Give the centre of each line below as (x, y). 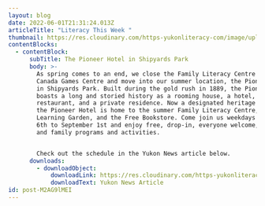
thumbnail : (26, 37)
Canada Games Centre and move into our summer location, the (139, 81)
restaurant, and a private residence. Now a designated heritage (146, 103)
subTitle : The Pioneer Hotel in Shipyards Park (109, 60)
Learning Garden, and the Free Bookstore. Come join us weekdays (146, 118)
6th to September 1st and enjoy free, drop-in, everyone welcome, (148, 125)
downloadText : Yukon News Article (107, 183)
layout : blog (30, 15)
